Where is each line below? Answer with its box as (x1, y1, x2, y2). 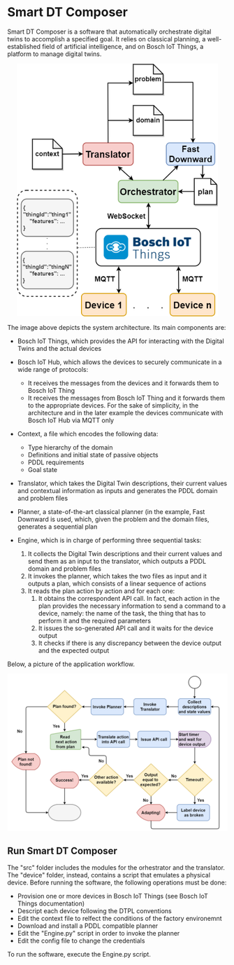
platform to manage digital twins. (7, 50, 102, 58)
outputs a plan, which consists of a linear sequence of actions (27, 579, 207, 588)
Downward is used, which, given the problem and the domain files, (17, 515, 210, 524)
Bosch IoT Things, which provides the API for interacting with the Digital (17, 337, 225, 345)
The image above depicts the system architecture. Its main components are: (7, 324, 226, 332)
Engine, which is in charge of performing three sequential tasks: (17, 536, 202, 545)
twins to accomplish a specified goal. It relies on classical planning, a (7, 34, 206, 43)
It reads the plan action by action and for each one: (27, 587, 175, 595)
